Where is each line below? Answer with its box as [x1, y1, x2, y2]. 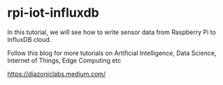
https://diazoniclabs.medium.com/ [7, 70, 106, 78]
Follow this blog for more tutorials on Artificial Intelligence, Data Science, [7, 49, 217, 57]
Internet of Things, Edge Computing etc [7, 56, 122, 64]
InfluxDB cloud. [7, 35, 52, 43]
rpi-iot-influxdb [7, 5, 99, 21]
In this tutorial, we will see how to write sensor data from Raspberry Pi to [7, 28, 217, 36]
